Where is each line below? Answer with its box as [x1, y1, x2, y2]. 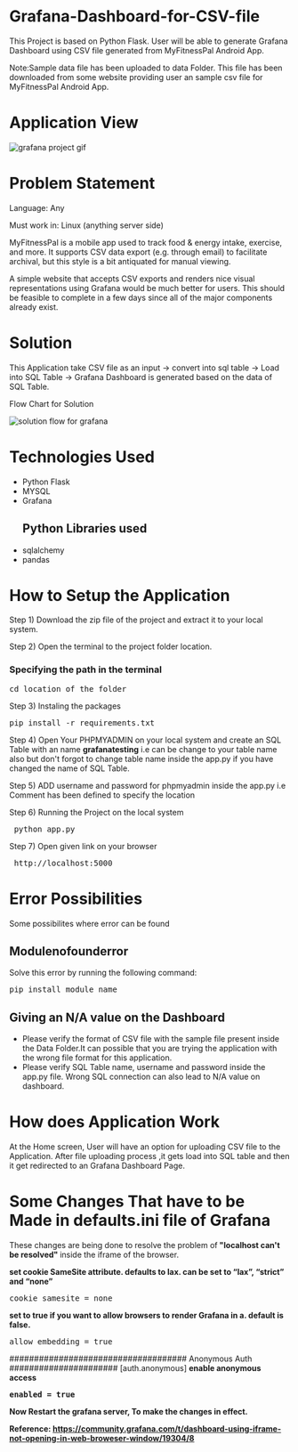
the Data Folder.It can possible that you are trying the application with [21, 1043, 278, 1054]
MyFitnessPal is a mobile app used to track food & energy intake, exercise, [9, 237, 283, 247]
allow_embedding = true [9, 1337, 113, 1347]
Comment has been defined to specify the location [9, 790, 196, 800]
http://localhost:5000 [13, 857, 113, 868]
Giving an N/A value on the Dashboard [9, 1010, 225, 1025]
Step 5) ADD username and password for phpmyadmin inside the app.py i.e [9, 780, 286, 791]
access [9, 1373, 37, 1383]
